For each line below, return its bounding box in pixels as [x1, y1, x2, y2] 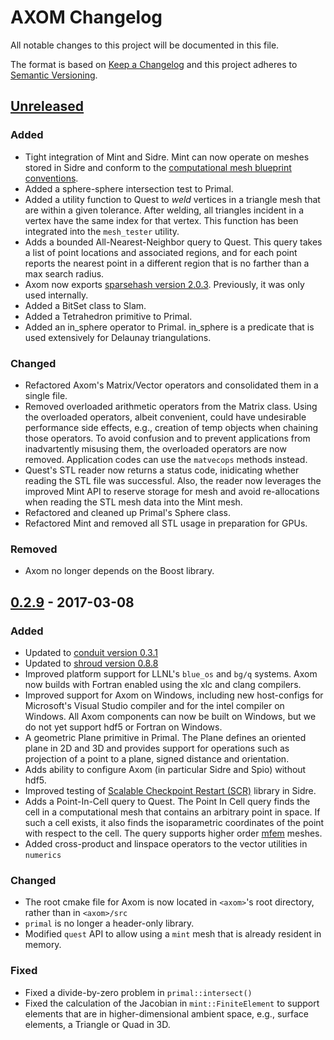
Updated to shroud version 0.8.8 [24, 657, 159, 669]
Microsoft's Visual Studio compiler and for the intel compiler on [24, 699, 285, 711]
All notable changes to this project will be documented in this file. [10, 39, 280, 51]
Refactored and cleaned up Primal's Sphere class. [24, 506, 232, 518]
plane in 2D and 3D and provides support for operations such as [24, 742, 290, 754]
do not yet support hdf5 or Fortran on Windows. [24, 721, 223, 733]
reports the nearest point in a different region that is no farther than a [24, 257, 310, 269]
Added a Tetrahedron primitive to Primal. [24, 310, 193, 322]
